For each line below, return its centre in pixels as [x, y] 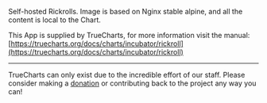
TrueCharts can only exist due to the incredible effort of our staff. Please [127, 75]
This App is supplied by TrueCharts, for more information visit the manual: [129, 35]
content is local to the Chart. [55, 20]
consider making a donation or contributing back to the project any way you [132, 83]
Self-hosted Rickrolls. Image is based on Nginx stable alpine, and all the [126, 11]
